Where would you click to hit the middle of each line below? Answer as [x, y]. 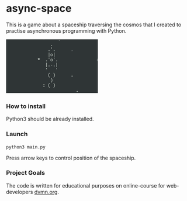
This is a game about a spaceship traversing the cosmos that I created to [94, 25]
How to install [26, 106]
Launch [17, 134]
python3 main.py [26, 147]
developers [20, 192]
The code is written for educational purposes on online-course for [86, 185]
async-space [39, 8]
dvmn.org [46, 192]
